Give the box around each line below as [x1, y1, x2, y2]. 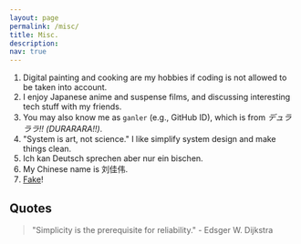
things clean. [22, 143, 72, 155]
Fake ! [22, 174, 44, 185]
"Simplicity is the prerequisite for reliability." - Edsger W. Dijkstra [31, 224, 274, 235]
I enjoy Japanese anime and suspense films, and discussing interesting [22, 92, 291, 103]
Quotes [9, 200, 53, 216]
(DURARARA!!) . [45, 124, 103, 135]
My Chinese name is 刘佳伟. [22, 164, 129, 175]
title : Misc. [9, 30, 59, 39]
